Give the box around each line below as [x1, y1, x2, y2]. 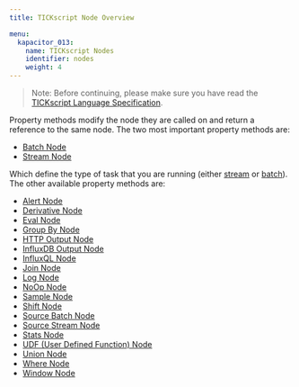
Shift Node [22, 301, 63, 311]
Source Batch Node [22, 310, 95, 320]
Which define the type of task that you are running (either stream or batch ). [9, 168, 288, 179]
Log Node [22, 272, 60, 283]
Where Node [22, 358, 70, 369]
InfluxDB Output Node [22, 244, 105, 254]
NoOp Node [22, 282, 67, 292]
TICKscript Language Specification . [31, 97, 163, 108]
